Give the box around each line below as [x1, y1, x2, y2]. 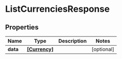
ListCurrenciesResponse [5, 3, 110, 15]
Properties [5, 23, 39, 31]
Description [58, 38, 87, 44]
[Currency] [26, 46, 54, 53]
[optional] [91, 46, 115, 53]
